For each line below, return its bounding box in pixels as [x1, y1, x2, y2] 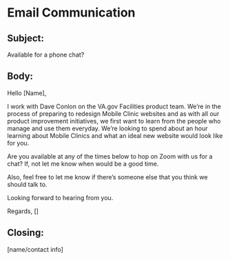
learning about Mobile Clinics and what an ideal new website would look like [7, 131, 223, 139]
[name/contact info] [7, 245, 64, 253]
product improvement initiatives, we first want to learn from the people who [7, 117, 221, 125]
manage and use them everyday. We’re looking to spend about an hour [7, 124, 208, 132]
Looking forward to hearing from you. [7, 193, 114, 201]
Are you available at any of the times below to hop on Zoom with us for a [7, 152, 213, 160]
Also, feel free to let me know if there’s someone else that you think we [7, 172, 208, 181]
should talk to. [7, 180, 48, 188]
